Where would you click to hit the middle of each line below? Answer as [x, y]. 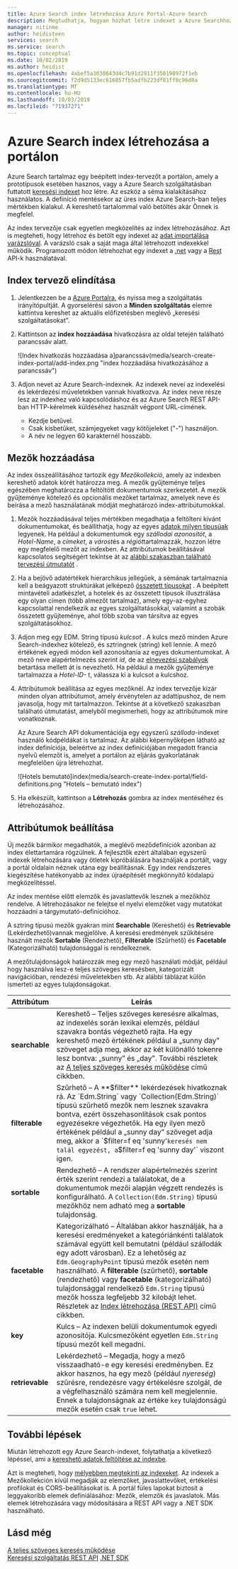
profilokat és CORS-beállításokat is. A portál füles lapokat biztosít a [105, 1488]
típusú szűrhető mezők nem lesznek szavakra [132, 1106]
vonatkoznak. [37, 719]
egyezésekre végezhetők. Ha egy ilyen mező [131, 1123]
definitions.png [40, 784]
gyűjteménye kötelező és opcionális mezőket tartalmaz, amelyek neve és [114, 497]
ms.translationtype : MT [42, 87]
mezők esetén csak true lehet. [107, 1409]
